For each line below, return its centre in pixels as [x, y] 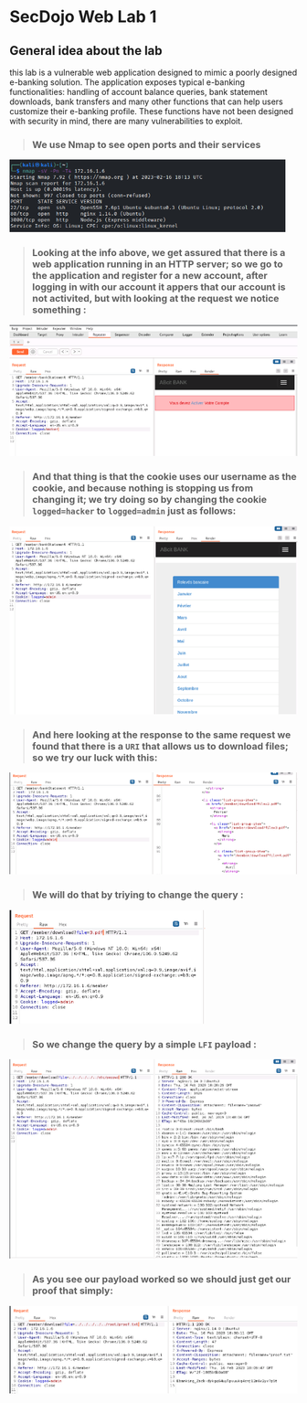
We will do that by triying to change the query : [138, 895]
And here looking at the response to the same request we [161, 735]
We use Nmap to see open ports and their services [146, 144]
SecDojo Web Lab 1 [83, 17]
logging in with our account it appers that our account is [159, 287]
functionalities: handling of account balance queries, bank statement [138, 92]
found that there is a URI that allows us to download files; [160, 746]
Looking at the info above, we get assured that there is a [159, 253]
